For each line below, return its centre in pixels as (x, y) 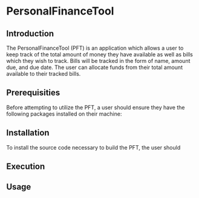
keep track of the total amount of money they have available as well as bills (100, 54)
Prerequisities (33, 93)
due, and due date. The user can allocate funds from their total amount (95, 67)
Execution (26, 167)
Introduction (30, 34)
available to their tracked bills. (44, 74)
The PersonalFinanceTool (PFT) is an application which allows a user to (95, 48)
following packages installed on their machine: (64, 114)
